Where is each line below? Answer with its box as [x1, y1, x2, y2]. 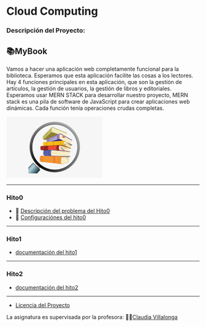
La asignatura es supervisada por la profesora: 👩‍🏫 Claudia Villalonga [6, 313, 178, 320]
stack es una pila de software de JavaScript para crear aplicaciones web [6, 98, 190, 105]
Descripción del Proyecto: [6, 26, 86, 35]
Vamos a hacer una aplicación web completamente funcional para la [6, 65, 179, 72]
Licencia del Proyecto [15, 301, 71, 309]
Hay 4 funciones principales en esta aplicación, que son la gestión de [6, 78, 182, 85]
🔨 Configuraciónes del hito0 [15, 214, 86, 221]
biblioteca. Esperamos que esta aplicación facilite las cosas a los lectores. [6, 72, 194, 79]
